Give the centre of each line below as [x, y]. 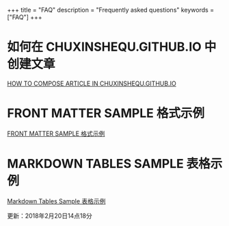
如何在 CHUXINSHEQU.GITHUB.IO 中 [112, 47]
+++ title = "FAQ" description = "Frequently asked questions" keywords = [110, 10]
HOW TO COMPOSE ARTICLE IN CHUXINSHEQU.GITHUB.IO [92, 83]
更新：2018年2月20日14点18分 [50, 216]
